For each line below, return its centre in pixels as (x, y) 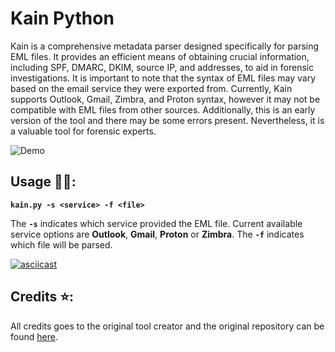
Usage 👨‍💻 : (43, 182)
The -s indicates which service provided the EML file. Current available (156, 223)
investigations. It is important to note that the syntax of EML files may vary (163, 78)
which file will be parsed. (61, 244)
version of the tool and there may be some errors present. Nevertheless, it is (167, 120)
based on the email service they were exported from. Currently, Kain (151, 88)
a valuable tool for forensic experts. (83, 131)
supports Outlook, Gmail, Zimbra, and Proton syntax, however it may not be (165, 99)
